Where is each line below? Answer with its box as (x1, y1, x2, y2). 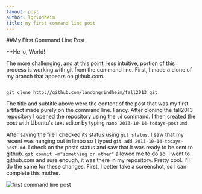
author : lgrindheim (6, 14, 55, 20)
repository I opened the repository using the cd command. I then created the (6, 113, 196, 120)
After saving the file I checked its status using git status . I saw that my (6, 131, 184, 139)
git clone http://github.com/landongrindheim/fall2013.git (6, 90, 158, 96)
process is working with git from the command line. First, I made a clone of (6, 66, 192, 74)
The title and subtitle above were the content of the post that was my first (6, 100, 189, 107)
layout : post (6, 8, 39, 15)
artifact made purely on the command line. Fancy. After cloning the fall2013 (6, 107, 193, 114)
